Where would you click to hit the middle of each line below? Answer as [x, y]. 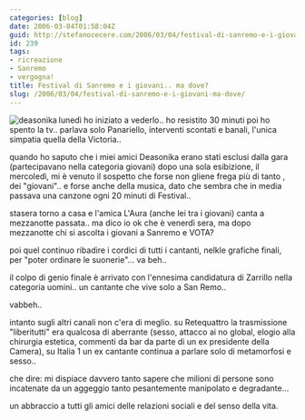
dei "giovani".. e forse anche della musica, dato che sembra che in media [146, 185]
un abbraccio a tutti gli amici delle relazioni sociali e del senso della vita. [144, 405]
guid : [20, 35]
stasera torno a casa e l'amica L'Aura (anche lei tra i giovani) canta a [137, 213]
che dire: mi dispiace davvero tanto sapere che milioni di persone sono [142, 378]
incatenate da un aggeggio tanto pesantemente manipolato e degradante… [149, 388]
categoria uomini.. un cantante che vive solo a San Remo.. [118, 286]
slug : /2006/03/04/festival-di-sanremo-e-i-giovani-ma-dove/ [128, 94]
